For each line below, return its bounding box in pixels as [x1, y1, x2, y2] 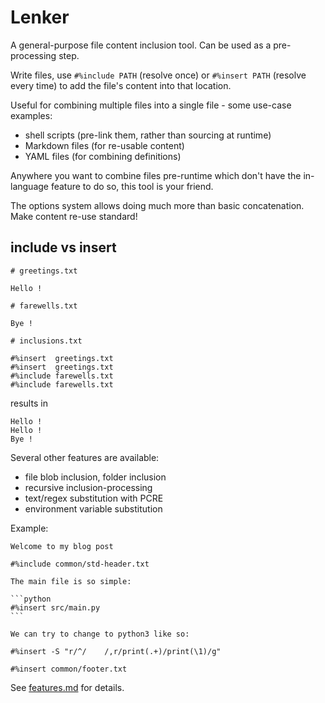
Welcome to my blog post [10, 541, 114, 551]
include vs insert [10, 239, 117, 256]
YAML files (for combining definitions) [24, 150, 182, 162]
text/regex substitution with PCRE [24, 492, 164, 504]
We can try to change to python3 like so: [10, 629, 190, 639]
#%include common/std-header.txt [10, 559, 150, 569]
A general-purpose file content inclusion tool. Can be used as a [10, 39, 272, 51]
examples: [10, 109, 53, 121]
